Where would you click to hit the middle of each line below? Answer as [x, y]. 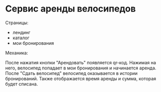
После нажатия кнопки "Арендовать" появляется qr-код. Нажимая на [81, 62]
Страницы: [17, 23]
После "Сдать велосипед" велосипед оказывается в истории [71, 73]
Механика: [17, 53]
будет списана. [22, 84]
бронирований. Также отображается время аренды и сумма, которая [81, 78]
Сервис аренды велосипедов [71, 9]
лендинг [21, 32]
